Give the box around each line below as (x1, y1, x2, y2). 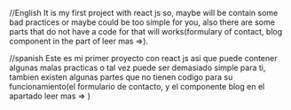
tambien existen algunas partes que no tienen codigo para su (9, 72, 233, 82)
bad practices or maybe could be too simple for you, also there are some (9, 17, 275, 27)
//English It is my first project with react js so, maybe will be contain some (9, 8, 279, 18)
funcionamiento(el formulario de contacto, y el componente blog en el (9, 82, 265, 91)
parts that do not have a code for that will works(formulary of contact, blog (9, 27, 283, 36)
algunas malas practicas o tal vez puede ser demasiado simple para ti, (9, 62, 266, 73)
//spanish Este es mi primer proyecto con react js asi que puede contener (9, 53, 278, 63)
